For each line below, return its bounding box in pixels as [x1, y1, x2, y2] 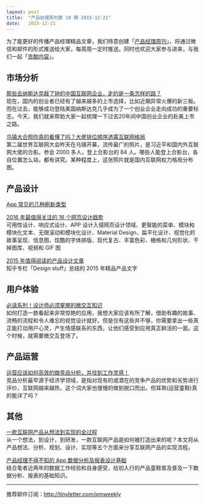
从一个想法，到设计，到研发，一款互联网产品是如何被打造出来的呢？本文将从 [6, 436, 199, 444]
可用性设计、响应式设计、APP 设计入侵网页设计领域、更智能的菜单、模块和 [6, 221, 195, 229]
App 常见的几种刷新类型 [6, 201, 67, 208]
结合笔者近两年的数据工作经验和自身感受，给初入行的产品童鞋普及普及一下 [6, 464, 193, 472]
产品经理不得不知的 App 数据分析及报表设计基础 [6, 456, 127, 464]
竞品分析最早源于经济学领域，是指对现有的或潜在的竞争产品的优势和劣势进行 [6, 376, 199, 384]
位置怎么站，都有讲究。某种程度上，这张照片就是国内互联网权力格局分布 [11, 156, 193, 163]
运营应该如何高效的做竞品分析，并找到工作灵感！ [6, 369, 129, 376]
